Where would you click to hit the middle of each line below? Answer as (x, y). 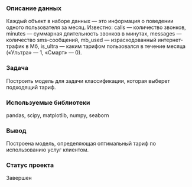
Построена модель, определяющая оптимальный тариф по (81, 144)
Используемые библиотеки (48, 102)
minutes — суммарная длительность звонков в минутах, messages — (94, 34)
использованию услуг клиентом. (48, 150)
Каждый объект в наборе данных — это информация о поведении (90, 21)
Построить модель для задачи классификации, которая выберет (88, 80)
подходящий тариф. (31, 87)
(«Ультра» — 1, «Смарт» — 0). (44, 53)
